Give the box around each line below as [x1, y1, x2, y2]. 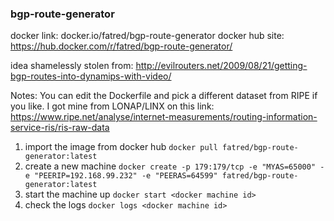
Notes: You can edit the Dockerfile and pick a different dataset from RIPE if [10, 90, 318, 102]
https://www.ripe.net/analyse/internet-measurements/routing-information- [10, 111, 318, 123]
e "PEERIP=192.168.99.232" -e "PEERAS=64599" [24, 171, 218, 181]
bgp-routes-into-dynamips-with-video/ [10, 70, 172, 82]
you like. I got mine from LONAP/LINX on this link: [10, 100, 215, 112]
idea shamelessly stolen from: [10, 60, 134, 72]
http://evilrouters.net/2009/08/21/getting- [135, 60, 308, 72]
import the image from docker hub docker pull [24, 141, 218, 153]
